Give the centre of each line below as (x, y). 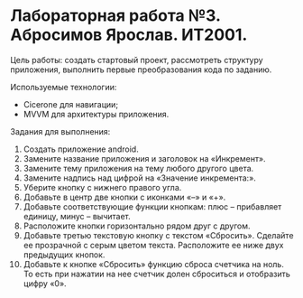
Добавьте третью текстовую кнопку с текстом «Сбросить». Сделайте (158, 235)
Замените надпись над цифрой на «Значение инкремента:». (139, 178)
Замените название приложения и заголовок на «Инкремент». (144, 158)
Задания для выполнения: (60, 131)
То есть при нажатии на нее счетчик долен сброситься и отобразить (157, 274)
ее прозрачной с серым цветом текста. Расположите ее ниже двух (153, 245)
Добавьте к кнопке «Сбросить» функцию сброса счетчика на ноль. (154, 264)
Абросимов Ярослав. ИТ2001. (129, 35)
